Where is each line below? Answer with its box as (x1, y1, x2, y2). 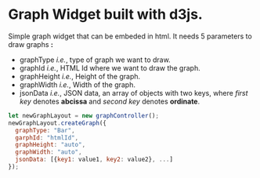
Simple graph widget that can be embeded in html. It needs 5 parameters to (8, 31, 252, 41)
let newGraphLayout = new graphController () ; (8, 111, 159, 119)
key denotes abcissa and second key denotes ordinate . (19, 96, 200, 106)
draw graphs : (8, 39, 53, 49)
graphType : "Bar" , (15, 126, 76, 134)
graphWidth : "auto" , (15, 148, 82, 156)
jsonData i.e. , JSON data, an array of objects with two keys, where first (19, 88, 248, 97)
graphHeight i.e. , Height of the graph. (19, 71, 141, 81)
